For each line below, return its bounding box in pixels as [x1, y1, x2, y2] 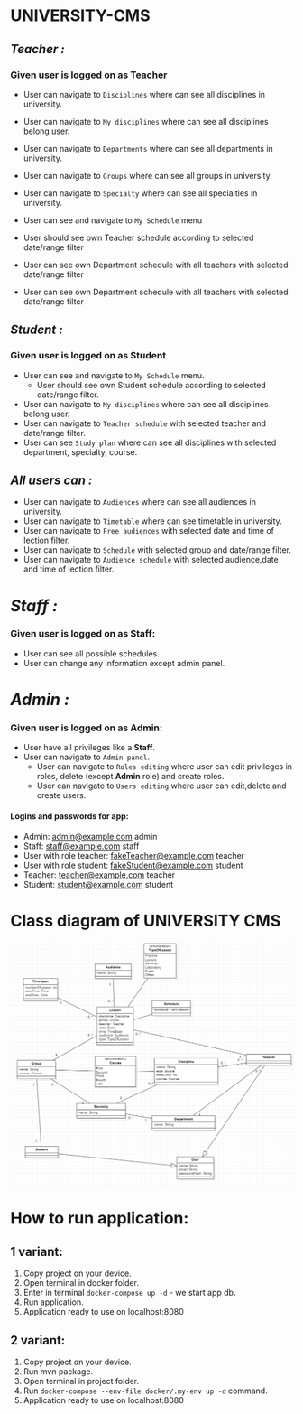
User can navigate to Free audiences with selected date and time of [23, 526, 274, 536]
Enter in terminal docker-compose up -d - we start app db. [23, 1288, 236, 1298]
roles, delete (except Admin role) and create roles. [36, 771, 225, 782]
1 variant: [10, 1243, 63, 1260]
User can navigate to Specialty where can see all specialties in [23, 187, 258, 199]
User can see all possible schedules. [23, 647, 161, 659]
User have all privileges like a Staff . [23, 742, 156, 753]
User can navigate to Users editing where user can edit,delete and [36, 780, 287, 791]
